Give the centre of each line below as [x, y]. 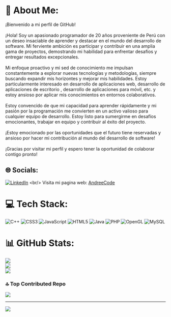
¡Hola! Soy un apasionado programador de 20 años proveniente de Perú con [85, 35]
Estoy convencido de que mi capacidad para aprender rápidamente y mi [81, 105]
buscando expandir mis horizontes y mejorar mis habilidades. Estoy [76, 78]
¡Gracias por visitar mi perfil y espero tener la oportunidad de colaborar [80, 149]
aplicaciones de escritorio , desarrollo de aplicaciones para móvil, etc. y [81, 89]
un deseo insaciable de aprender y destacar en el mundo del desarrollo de [83, 41]
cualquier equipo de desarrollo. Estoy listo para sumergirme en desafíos [81, 116]
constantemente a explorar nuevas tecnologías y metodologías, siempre [81, 73]
